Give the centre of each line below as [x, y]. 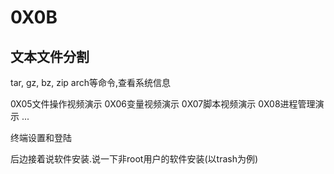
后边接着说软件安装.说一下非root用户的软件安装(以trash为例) [134, 159]
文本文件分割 [50, 56]
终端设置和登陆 [41, 137]
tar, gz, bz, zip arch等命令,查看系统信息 [91, 82]
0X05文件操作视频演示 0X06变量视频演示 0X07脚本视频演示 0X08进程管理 [163, 104]
